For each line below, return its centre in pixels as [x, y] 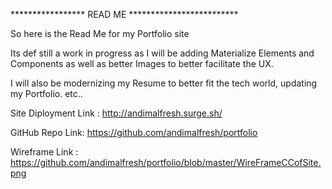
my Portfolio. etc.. [46, 93]
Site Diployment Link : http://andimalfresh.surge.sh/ [116, 113]
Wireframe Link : [44, 152]
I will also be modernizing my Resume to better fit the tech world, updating [164, 83]
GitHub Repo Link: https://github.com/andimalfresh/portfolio [134, 132]
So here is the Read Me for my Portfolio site [100, 33]
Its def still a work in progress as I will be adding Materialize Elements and [162, 53]
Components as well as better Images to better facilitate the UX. [142, 63]
